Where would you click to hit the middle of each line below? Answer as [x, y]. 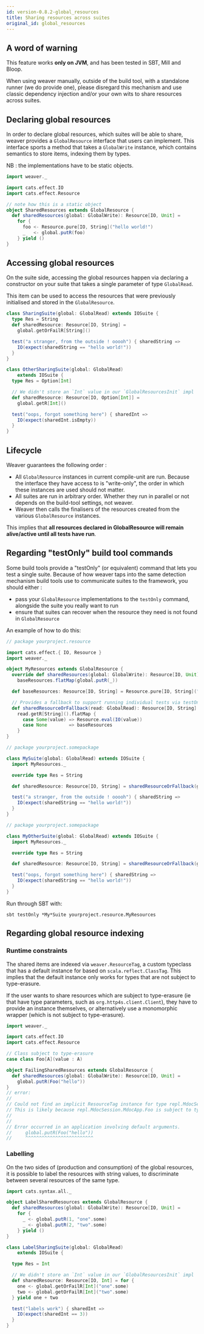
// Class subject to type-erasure [50, 1054]
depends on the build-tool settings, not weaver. [74, 503]
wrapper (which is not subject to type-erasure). [66, 1015]
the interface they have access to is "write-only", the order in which [100, 483]
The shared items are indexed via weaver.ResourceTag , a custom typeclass [99, 964]
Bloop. [14, 69]
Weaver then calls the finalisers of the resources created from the [97, 509]
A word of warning [42, 48]
